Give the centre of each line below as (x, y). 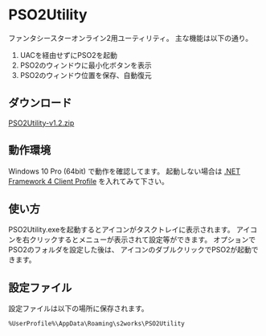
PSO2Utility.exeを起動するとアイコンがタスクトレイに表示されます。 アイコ (133, 230)
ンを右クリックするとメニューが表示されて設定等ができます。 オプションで (132, 240)
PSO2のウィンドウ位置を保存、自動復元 (86, 75)
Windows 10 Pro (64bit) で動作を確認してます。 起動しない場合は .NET (125, 171)
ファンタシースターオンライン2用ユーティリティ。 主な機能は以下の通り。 (131, 38)
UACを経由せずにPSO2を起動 (69, 55)
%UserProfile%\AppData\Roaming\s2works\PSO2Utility (96, 324)
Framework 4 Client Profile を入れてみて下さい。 (88, 181)
